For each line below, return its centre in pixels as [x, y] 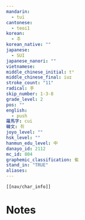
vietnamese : [21, 66]
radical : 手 [20, 88]
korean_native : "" [28, 45]
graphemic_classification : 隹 [42, 160]
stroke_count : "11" [30, 83]
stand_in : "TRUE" [27, 165]
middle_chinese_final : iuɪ [39, 77]
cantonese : [19, 22]
